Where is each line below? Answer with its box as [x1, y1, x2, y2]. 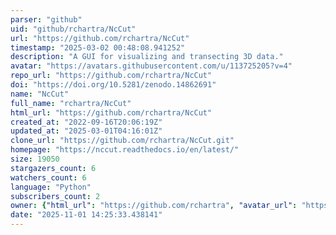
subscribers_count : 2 [10, 191, 101, 201]
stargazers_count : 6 [10, 163, 97, 173]
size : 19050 [10, 154, 60, 164]
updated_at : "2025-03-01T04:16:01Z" [10, 126, 163, 136]
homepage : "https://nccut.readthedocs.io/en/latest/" [10, 145, 240, 155]
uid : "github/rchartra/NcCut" [10, 24, 137, 34]
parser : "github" [10, 14, 83, 25]
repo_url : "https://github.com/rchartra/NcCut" [10, 71, 213, 81]
